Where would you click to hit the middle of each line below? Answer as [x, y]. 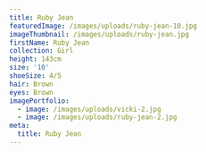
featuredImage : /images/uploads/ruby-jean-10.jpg [103, 26]
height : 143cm [36, 59]
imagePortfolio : [39, 101]
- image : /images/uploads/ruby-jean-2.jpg [97, 117]
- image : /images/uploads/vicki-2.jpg [90, 109]
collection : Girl [41, 51]
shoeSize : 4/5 [36, 76]
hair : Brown [31, 84]
